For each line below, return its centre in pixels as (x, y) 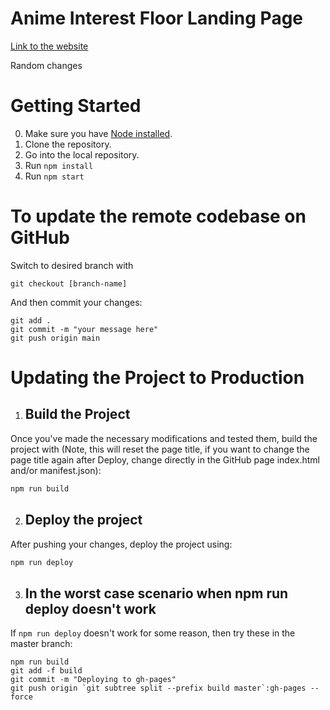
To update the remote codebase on (158, 216)
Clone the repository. (68, 144)
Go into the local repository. (82, 154)
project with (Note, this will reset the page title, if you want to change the (160, 449)
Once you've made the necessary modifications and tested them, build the (164, 438)
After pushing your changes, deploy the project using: (121, 544)
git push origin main (55, 338)
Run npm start (54, 176)
